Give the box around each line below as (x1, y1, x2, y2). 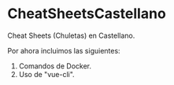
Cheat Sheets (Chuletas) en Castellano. (7, 31, 135, 40)
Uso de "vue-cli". (18, 69, 76, 79)
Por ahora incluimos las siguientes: (7, 46, 120, 55)
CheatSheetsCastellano (7, 5, 166, 23)
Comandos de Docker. (18, 61, 92, 71)
